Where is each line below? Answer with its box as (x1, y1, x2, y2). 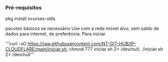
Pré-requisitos (5, 4, 42, 11)
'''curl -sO (5, 41, 27, 47)
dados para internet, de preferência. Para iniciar (5, 31, 106, 37)
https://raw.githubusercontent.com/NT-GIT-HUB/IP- (27, 41, 136, 47)
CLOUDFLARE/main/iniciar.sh (5, 46, 67, 52)
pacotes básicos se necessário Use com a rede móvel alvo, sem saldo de (5, 25, 159, 32)
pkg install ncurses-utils (5, 16, 55, 22)
